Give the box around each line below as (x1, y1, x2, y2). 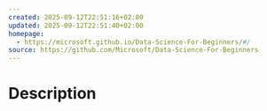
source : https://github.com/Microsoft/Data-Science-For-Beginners (8, 46, 259, 55)
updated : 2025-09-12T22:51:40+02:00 (8, 21, 144, 30)
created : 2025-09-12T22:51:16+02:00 (8, 12, 144, 22)
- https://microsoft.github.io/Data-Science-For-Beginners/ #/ (16, 37, 251, 47)
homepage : (8, 29, 45, 38)
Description (8, 84, 97, 104)
